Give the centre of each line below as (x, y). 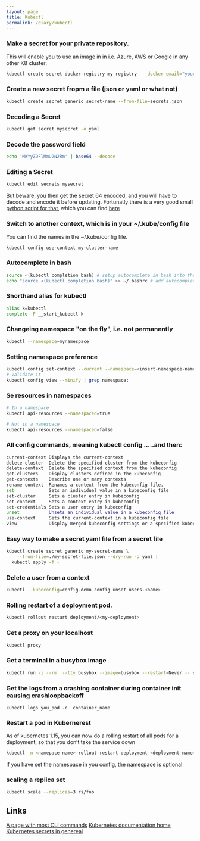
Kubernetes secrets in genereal (45, 831)
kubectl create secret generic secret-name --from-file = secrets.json (94, 101)
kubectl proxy (24, 645)
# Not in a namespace (33, 424)
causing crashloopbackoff (45, 696)
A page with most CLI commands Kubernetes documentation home (88, 825)
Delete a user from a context (48, 577)
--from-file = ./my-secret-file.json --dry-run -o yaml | (88, 557)
